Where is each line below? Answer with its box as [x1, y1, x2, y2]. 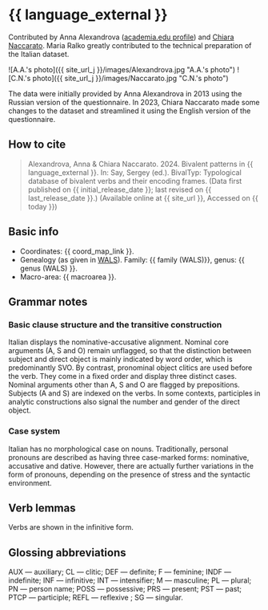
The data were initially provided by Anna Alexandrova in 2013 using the [8, 88, 242, 98]
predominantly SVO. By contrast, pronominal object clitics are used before [8, 363, 253, 372]
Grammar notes [8, 295, 88, 308]
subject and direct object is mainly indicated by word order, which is [8, 355, 234, 364]
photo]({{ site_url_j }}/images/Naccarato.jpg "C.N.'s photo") [32, 73, 230, 83]
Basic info [8, 225, 59, 238]
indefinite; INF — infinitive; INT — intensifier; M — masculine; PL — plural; [8, 575, 252, 585]
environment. [8, 478, 52, 487]
